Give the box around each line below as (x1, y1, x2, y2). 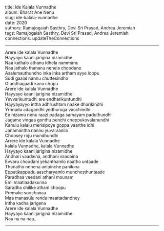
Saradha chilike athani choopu (5, 185, 66, 190)
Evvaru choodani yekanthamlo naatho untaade (5, 159, 99, 164)
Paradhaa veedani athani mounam (5, 174, 74, 180)
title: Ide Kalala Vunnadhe (5, 4, 57, 10)
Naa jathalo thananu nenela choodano (5, 65, 82, 70)
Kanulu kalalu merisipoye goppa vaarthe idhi (5, 122, 94, 128)
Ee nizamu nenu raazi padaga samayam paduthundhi (5, 112, 112, 117)
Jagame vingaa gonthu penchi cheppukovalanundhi (5, 117, 109, 123)
